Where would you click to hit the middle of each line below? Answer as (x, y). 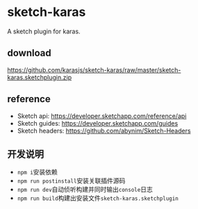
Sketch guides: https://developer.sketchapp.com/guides (98, 123)
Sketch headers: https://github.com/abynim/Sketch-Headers (104, 131)
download (29, 53)
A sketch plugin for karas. (44, 31)
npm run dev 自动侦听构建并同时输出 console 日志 (85, 190)
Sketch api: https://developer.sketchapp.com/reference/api (102, 116)
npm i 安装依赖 (37, 172)
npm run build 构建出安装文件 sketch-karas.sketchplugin (98, 198)
